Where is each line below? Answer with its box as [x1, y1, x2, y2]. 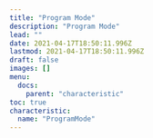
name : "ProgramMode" [17, 114, 96, 123]
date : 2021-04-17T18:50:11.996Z [9, 38, 132, 48]
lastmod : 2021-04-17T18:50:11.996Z [9, 47, 145, 56]
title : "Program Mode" [9, 13, 96, 23]
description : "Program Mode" [9, 22, 120, 31]
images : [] [9, 64, 51, 74]
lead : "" [9, 30, 43, 39]
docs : [17, 81, 39, 90]
